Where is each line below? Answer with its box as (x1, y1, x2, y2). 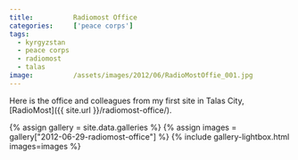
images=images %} (9, 140, 82, 151)
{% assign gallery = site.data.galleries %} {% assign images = (9, 122, 237, 132)
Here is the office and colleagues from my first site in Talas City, (9, 95, 244, 106)
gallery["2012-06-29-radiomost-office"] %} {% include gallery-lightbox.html (9, 131, 290, 142)
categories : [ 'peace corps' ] (9, 21, 134, 30)
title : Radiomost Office (9, 12, 138, 22)
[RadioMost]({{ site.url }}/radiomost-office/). (9, 104, 172, 116)
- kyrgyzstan (17, 37, 66, 47)
